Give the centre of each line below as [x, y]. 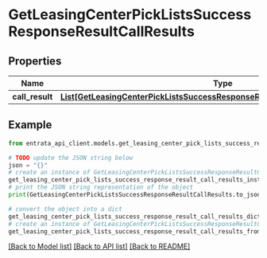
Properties [35, 61]
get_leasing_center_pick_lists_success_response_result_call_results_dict [135, 217]
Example [30, 125]
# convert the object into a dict [66, 209]
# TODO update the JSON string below [71, 158]
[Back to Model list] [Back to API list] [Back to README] [99, 246]
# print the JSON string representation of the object [101, 188]
